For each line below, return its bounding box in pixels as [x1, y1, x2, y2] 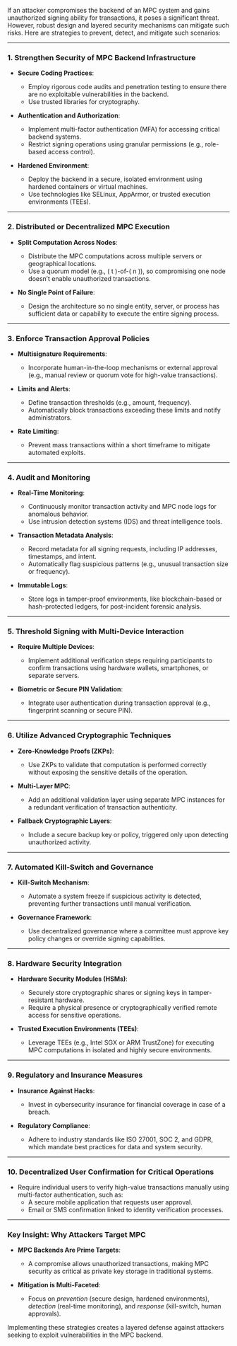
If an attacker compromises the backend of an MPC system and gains [7, 6, 210, 14]
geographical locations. [28, 259, 97, 268]
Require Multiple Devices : [17, 643, 95, 651]
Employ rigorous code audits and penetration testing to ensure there [28, 83, 227, 91]
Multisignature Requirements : [17, 350, 107, 358]
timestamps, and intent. [28, 552, 97, 561]
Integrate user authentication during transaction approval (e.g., [28, 698, 211, 707]
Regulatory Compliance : [17, 1121, 90, 1129]
